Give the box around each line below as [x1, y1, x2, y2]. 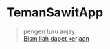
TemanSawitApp [6, 5, 104, 20]
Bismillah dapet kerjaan [23, 34, 90, 42]
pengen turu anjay [23, 27, 76, 35]
